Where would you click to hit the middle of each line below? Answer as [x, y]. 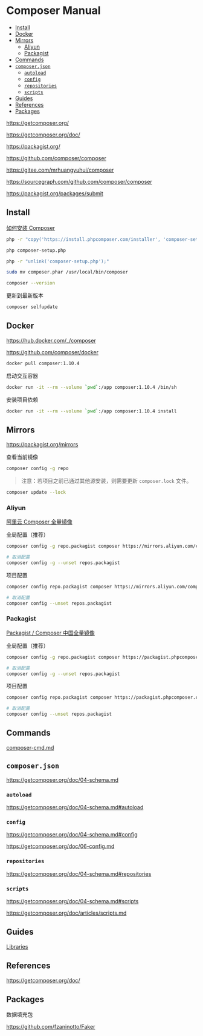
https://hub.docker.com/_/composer [51, 340]
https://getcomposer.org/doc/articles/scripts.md [66, 913]
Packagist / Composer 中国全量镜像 [50, 633]
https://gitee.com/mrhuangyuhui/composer [60, 170]
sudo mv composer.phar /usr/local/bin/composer [67, 272]
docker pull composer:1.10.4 [43, 363]
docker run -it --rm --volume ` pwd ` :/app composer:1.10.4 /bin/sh [92, 387]
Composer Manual [53, 11]
